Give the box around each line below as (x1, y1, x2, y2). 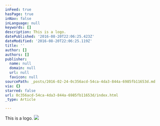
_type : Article (5, 97, 36, 102)
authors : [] (5, 52, 29, 57)
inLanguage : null (5, 20, 40, 26)
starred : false (5, 88, 36, 93)
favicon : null (9, 75, 38, 79)
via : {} (5, 83, 21, 89)
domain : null (9, 66, 36, 71)
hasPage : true (5, 12, 34, 16)
